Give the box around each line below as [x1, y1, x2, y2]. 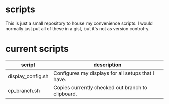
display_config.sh [8, 73, 49, 80]
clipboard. [53, 90, 77, 97]
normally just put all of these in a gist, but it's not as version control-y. [5, 25, 150, 31]
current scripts [5, 43, 69, 55]
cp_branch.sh [8, 87, 40, 94]
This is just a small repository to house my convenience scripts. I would [5, 20, 153, 26]
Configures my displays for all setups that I [53, 69, 154, 76]
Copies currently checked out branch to [53, 84, 147, 91]
